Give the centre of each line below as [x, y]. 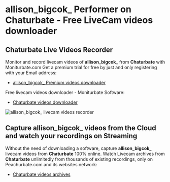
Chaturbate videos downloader [45, 102]
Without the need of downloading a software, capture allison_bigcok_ [78, 148]
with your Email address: [31, 73]
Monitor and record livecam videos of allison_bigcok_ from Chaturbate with [85, 62]
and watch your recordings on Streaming [71, 136]
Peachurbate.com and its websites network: [51, 164]
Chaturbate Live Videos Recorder [59, 50]
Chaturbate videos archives [42, 174]
